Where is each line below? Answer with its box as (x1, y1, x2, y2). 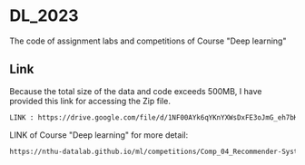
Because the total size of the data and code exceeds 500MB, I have (9, 85, 262, 96)
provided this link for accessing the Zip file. (9, 95, 171, 106)
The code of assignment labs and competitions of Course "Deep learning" (9, 35, 287, 46)
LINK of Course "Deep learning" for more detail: (9, 129, 189, 141)
